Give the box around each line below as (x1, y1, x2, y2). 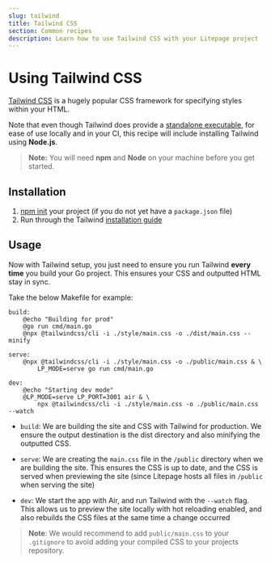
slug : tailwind (8, 11, 60, 20)
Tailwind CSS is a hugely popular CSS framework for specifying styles (8, 96, 243, 106)
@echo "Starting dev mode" (23, 385, 114, 394)
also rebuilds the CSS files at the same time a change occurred (19, 512, 231, 522)
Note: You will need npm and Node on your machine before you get (28, 153, 255, 162)
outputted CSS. (19, 438, 71, 448)
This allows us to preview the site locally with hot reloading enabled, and (19, 504, 262, 514)
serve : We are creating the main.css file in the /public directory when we (19, 454, 264, 464)
